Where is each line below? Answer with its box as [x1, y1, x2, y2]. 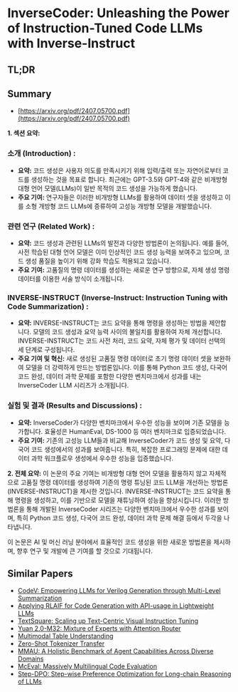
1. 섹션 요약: [7, 129, 40, 138]
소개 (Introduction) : [7, 148, 76, 158]
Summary [7, 88, 52, 100]
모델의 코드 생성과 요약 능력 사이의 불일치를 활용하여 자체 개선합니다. [33, 328, 222, 336]
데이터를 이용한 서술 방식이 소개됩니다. [17, 274, 124, 283]
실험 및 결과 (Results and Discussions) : [7, 401, 142, 410]
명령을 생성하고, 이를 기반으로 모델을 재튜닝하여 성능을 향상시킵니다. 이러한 [14, 495, 222, 504]
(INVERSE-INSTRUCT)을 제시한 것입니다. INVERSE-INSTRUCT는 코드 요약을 [7, 487, 224, 495]
